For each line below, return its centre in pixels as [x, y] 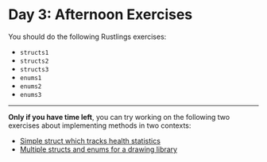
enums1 [31, 78]
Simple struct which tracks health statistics [90, 141]
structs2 [34, 61]
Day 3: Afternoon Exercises [101, 15]
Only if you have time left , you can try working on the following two [119, 117]
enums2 [31, 86]
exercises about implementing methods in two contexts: [100, 125]
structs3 [34, 69]
